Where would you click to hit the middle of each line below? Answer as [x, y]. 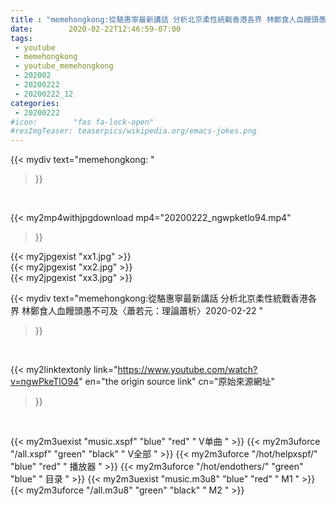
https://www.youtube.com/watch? [187, 370]
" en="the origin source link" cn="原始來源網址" [177, 382]
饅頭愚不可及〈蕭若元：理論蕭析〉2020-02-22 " [163, 311]
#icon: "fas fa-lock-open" [82, 122]
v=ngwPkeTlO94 [45, 382]
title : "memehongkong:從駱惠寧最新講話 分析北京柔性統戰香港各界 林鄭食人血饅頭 [164, 19]
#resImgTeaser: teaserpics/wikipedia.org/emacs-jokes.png [133, 131]
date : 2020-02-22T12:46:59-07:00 [96, 29]
